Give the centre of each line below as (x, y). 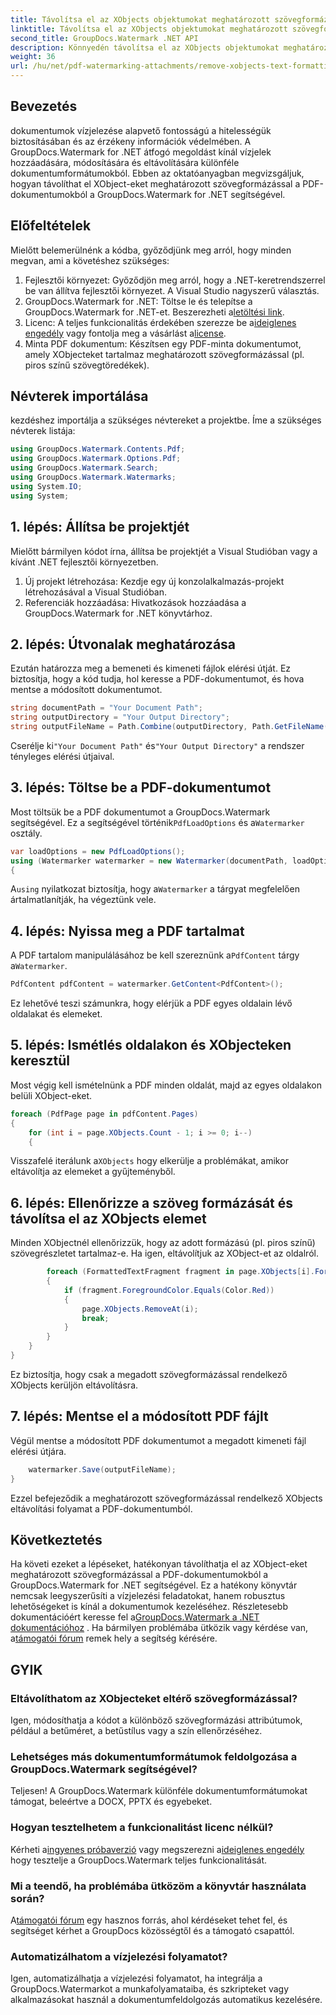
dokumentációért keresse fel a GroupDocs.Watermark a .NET (135, 1617)
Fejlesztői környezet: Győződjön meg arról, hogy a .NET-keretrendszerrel (175, 280)
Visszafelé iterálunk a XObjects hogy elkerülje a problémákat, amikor (149, 1161)
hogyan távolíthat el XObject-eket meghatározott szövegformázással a (155, 183)
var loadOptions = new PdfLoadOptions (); (98, 851)
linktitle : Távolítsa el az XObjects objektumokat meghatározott (149, 29)
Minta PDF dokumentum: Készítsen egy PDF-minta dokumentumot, (163, 343)
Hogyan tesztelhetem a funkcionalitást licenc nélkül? (142, 1828)
